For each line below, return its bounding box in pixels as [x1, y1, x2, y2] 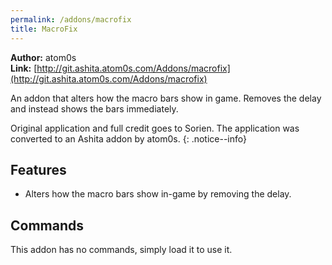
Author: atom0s [10, 51, 77, 63]
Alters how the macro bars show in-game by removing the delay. [24, 188, 292, 200]
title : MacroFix [10, 24, 78, 34]
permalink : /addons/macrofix [10, 14, 132, 25]
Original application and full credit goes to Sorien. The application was [10, 122, 300, 134]
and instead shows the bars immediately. [10, 102, 179, 115]
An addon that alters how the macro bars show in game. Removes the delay [10, 92, 322, 104]
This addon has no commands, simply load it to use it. [10, 244, 233, 256]
